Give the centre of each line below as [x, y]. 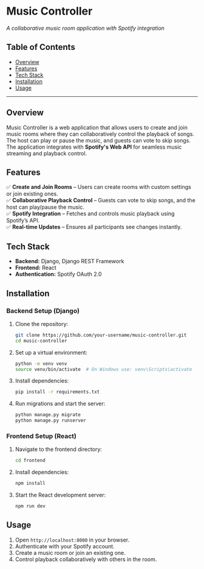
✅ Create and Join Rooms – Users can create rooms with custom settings [99, 187]
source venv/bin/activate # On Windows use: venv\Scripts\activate [104, 369]
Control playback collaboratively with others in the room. [86, 559]
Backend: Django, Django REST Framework [70, 261]
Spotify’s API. [23, 221]
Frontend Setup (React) [42, 436]
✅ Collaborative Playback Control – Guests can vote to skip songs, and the [101, 200]
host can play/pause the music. [46, 207]
